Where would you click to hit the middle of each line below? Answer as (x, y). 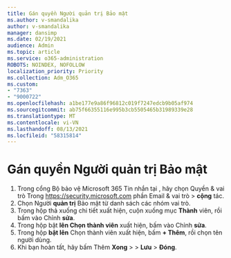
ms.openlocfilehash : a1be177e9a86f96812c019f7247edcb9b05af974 (100, 103)
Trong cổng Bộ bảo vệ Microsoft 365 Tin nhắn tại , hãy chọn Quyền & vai (121, 189)
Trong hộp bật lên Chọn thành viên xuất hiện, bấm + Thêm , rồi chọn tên (120, 232)
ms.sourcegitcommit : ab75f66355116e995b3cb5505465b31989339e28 (100, 110)
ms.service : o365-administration (55, 59)
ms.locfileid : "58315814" (44, 135)
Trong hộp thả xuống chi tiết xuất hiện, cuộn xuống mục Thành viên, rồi (120, 210)
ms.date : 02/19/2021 (37, 39)
